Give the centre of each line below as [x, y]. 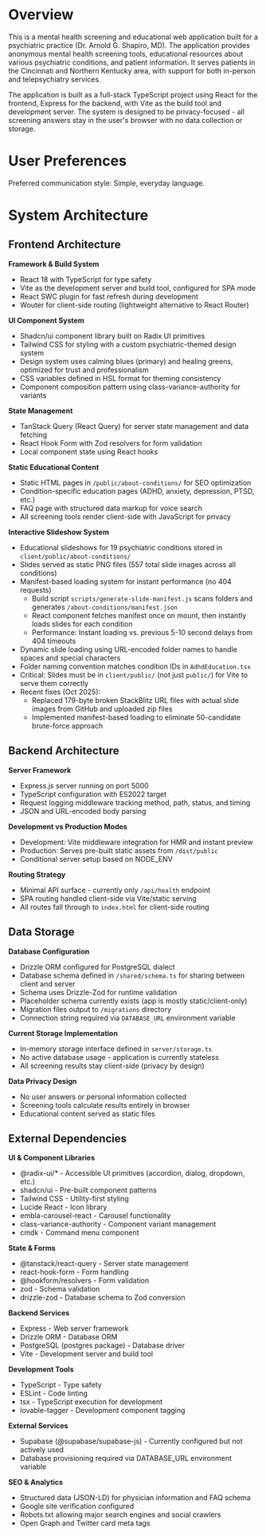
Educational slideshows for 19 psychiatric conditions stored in [121, 547]
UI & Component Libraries [52, 1158]
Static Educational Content [54, 467]
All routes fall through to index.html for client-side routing [114, 907]
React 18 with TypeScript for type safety [86, 279]
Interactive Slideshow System [59, 532]
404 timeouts [54, 641]
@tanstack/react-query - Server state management [104, 1264]
